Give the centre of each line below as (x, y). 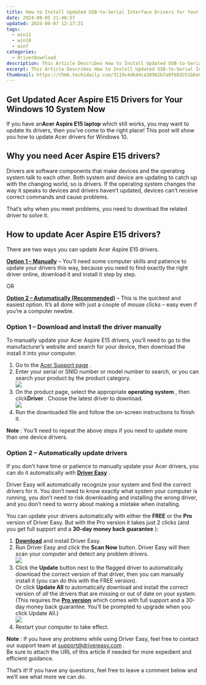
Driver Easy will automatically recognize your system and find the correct (99, 485)
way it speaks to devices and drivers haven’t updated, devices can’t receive (102, 190)
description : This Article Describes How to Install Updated (86, 63)
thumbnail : (20, 75)
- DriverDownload (34, 58)
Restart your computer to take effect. (62, 627)
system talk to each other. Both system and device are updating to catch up (102, 177)
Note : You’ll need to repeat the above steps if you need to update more (97, 430)
